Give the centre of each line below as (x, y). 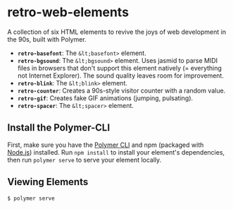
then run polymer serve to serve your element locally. (84, 160)
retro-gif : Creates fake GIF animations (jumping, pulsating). (105, 98)
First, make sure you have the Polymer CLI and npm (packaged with (106, 145)
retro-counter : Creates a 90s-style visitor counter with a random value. (121, 90)
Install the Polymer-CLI (59, 128)
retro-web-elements (68, 12)
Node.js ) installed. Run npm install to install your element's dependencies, (116, 152)
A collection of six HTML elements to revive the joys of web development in (117, 32)
